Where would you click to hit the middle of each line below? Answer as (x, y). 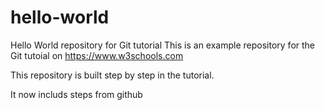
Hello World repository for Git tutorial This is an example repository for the (163, 45)
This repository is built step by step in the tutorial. (112, 75)
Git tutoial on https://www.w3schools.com (97, 55)
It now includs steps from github (76, 94)
